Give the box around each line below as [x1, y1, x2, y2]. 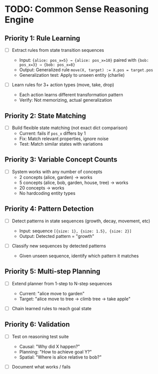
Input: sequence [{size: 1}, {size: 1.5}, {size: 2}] [19, 228, 132, 234]
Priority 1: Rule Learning [4, 34, 80, 42]
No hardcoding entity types [19, 190, 76, 196]
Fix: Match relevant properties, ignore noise [19, 136, 109, 142]
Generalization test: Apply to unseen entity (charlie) [19, 72, 125, 78]
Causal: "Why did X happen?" [19, 343, 80, 350]
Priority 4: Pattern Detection [4, 204, 94, 213]
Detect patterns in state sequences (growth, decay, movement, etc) [11, 218, 151, 224]
